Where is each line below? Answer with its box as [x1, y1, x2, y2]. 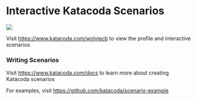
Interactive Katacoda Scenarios [6, 4, 164, 18]
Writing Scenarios [6, 56, 59, 64]
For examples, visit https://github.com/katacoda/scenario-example [6, 87, 169, 94]
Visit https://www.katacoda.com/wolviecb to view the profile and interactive [6, 34, 191, 42]
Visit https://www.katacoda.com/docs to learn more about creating [6, 69, 169, 76]
